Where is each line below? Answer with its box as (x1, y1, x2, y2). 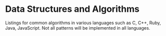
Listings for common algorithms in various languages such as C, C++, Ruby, (5, 20, 161, 26)
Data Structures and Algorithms (5, 3, 140, 15)
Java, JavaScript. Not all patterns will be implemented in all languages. (5, 25, 151, 31)
